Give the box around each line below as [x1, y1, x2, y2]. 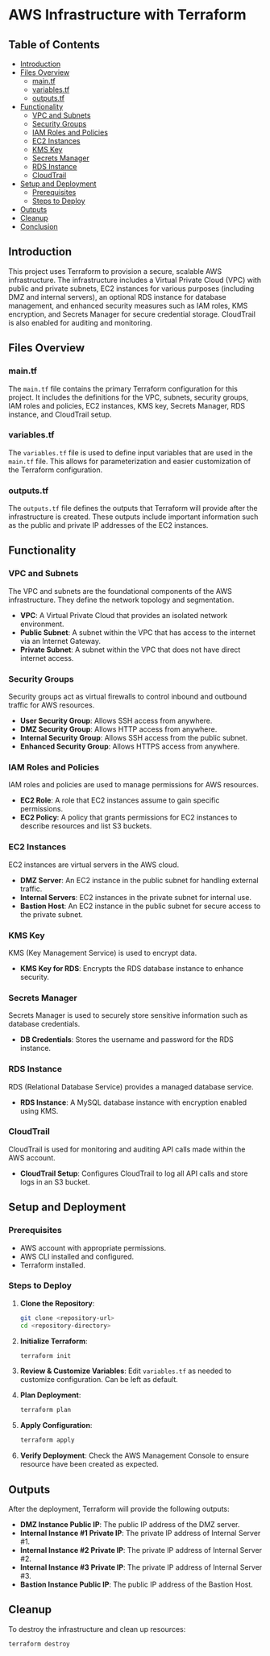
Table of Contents [8, 38, 101, 52]
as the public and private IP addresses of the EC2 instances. [8, 521, 209, 530]
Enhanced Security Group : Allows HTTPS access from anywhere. [19, 741, 240, 751]
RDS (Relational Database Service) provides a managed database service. [8, 1081, 254, 1091]
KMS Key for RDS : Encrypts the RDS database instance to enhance [19, 963, 244, 973]
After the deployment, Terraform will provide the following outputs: [8, 1505, 230, 1514]
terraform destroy [8, 1640, 70, 1648]
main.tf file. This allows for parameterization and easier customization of [8, 456, 251, 466]
